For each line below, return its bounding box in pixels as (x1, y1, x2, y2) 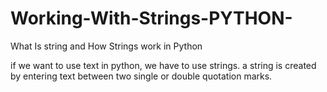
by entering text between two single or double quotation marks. (10, 70, 273, 82)
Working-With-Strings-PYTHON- (10, 7, 293, 30)
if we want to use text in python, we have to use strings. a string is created (10, 59, 317, 71)
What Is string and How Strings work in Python (10, 40, 203, 52)
